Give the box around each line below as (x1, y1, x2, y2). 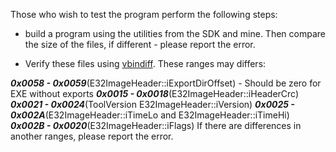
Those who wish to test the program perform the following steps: (10, 9, 278, 20)
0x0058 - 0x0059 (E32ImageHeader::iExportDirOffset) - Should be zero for (10, 77, 322, 89)
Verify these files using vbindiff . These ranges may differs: (24, 58, 267, 69)
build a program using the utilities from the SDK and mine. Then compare (24, 28, 326, 39)
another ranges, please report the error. (10, 130, 174, 142)
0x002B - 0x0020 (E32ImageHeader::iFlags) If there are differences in (10, 120, 302, 131)
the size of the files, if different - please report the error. (24, 39, 256, 50)
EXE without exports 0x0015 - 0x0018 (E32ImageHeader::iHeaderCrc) (10, 88, 300, 99)
